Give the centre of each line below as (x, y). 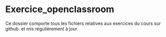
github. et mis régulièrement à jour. (42, 28)
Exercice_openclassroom (60, 9)
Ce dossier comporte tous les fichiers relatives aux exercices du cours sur (83, 23)
